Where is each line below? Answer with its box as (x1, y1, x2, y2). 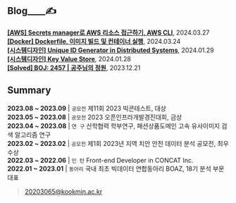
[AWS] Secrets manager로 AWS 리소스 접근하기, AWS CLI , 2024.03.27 (7, 28, 210, 37)
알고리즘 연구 (14, 130, 51, 139)
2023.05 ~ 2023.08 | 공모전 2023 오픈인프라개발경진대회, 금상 (7, 113, 182, 121)
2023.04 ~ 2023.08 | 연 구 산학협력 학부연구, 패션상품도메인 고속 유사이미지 (7, 121, 221, 130)
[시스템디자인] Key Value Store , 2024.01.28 (7, 54, 132, 63)
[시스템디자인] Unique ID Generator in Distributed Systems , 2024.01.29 (7, 46, 214, 54)
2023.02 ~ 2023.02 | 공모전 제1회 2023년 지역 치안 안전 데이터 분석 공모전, (7, 139, 216, 147)
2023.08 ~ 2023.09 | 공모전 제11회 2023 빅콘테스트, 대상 (7, 104, 167, 112)
